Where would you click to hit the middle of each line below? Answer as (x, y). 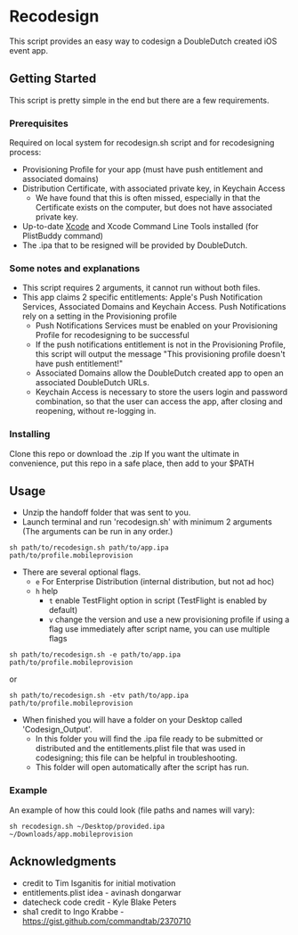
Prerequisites (39, 123)
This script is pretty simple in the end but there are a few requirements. (139, 100)
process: (25, 153)
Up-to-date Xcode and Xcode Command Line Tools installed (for (141, 227)
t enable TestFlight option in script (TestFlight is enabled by (158, 600)
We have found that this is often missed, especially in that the (148, 198)
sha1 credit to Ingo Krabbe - (73, 911)
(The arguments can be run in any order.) (97, 532)
